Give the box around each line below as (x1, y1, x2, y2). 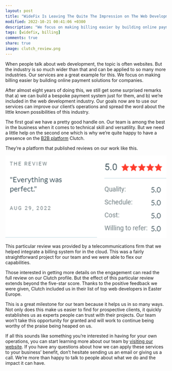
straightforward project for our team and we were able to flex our (5, 254, 142, 260)
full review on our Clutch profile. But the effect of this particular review (5, 275, 154, 281)
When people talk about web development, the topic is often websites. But (5, 60, 162, 67)
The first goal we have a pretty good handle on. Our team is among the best (5, 118, 165, 125)
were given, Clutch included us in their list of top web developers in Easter (5, 285, 162, 292)
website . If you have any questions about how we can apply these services (5, 343, 164, 349)
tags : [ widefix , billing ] (5, 30, 60, 35)
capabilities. (5, 259, 31, 265)
